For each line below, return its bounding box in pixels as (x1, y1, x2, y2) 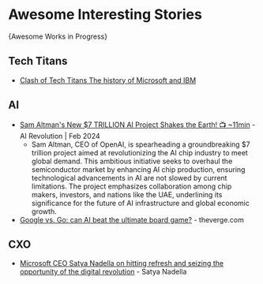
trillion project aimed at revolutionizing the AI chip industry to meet (31, 148, 249, 157)
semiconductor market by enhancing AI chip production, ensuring (31, 164, 246, 174)
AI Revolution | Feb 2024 (19, 131, 100, 140)
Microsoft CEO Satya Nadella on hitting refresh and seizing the (19, 259, 224, 268)
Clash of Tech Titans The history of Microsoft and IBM (19, 75, 197, 84)
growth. (31, 207, 57, 216)
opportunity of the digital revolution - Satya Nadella (19, 267, 187, 277)
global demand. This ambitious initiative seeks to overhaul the (31, 156, 233, 166)
